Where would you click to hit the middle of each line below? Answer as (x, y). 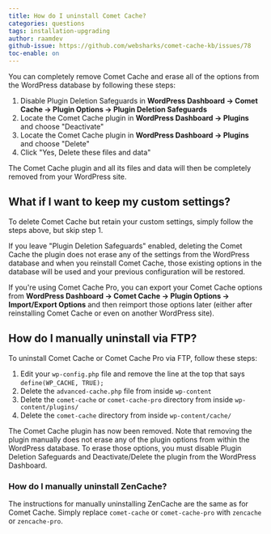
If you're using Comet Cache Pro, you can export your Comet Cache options (135, 287)
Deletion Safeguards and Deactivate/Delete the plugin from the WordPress (132, 456)
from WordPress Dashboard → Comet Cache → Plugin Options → (119, 295)
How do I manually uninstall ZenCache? (88, 486)
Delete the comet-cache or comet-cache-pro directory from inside (127, 399)
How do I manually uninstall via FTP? (103, 339)
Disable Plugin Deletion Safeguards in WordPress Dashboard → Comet (139, 101)
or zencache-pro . (36, 521)
